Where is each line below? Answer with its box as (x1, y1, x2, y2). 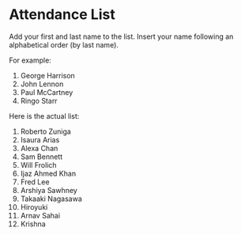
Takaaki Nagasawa (20, 194, 82, 203)
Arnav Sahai (20, 210, 61, 220)
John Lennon (20, 79, 64, 89)
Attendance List (9, 6, 115, 24)
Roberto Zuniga (20, 127, 72, 136)
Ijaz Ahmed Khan (20, 169, 77, 178)
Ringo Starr (20, 96, 58, 105)
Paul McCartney (20, 87, 73, 97)
